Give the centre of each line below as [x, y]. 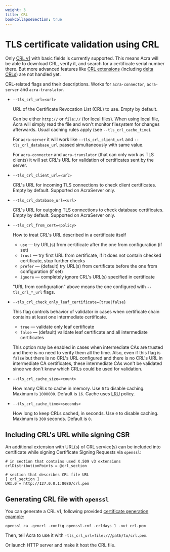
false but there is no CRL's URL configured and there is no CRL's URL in [88, 358]
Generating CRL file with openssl [57, 499]
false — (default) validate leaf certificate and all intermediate [84, 332]
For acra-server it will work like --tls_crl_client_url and [73, 140]
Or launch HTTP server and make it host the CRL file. [60, 545]
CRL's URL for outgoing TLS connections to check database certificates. [88, 210]
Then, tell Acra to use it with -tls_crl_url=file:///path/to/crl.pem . [76, 535]
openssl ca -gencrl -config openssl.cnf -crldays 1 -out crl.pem [75, 526]
